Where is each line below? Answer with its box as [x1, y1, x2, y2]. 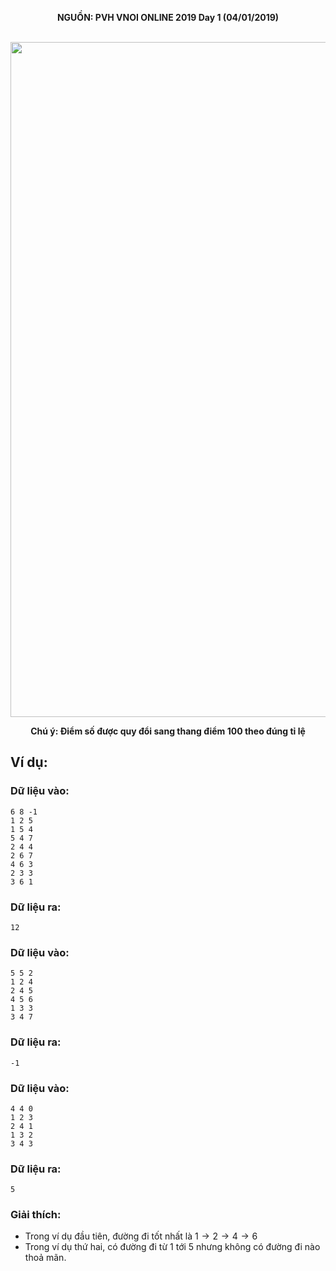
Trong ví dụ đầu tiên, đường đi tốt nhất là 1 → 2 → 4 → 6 [24, 1230, 258, 1242]
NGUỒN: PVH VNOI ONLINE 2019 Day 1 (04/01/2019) [56, 12, 280, 23]
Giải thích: [10, 1208, 62, 1222]
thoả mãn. [24, 1252, 67, 1264]
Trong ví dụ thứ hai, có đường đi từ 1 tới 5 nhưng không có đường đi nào [24, 1241, 321, 1253]
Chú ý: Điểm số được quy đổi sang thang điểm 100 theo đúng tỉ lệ [30, 725, 306, 737]
